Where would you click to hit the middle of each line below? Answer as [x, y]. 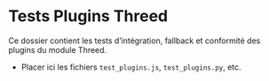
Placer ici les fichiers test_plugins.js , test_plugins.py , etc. [131, 67]
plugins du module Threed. [58, 49]
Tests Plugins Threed [88, 16]
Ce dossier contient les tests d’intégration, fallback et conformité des [134, 40]
